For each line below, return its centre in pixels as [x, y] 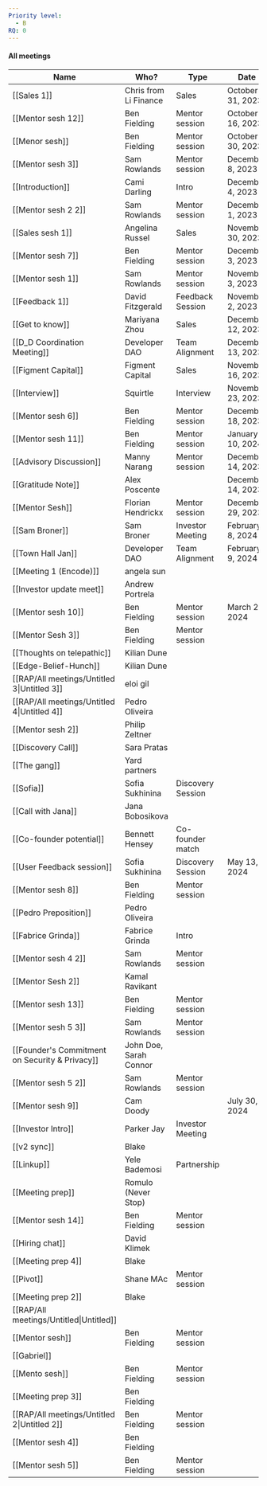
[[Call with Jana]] [45, 811]
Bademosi [143, 1169]
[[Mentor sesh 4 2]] [49, 958]
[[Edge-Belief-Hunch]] [56, 666]
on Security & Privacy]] [56, 1060]
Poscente [142, 489]
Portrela [139, 594]
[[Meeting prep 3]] [47, 1396]
